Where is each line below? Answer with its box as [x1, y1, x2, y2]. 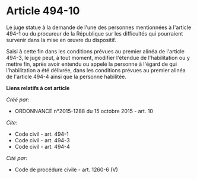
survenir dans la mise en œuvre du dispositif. [6, 36, 117, 43]
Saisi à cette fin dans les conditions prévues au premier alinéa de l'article [6, 47, 185, 55]
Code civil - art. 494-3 [14, 136, 70, 143]
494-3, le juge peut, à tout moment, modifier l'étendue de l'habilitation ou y [6, 54, 190, 61]
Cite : [6, 119, 18, 126]
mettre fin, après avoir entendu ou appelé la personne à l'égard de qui [6, 60, 177, 68]
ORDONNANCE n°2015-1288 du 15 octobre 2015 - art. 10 [14, 107, 153, 114]
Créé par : [6, 96, 30, 103]
